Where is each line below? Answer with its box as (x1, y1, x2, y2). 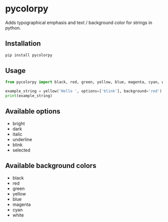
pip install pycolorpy (5, 52, 52, 57)
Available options (5, 107, 61, 115)
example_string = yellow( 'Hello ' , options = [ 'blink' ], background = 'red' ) (5, 88, 162, 94)
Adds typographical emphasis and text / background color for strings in (5, 19, 152, 25)
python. (5, 24, 21, 30)
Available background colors (5, 161, 96, 170)
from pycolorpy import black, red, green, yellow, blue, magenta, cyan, (5, 79, 160, 85)
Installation (5, 39, 41, 48)
